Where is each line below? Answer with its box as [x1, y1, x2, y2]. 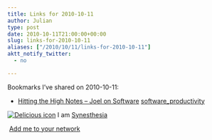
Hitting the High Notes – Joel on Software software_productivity [17, 96, 205, 105]
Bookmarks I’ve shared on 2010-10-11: [7, 83, 120, 91]
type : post [7, 24, 40, 31]
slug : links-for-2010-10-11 [7, 37, 91, 44]
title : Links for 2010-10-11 [7, 10, 94, 18]
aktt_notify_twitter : [7, 51, 72, 58]
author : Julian [7, 17, 53, 24]
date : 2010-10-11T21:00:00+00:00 [7, 30, 107, 38]
